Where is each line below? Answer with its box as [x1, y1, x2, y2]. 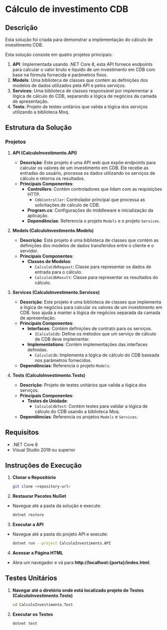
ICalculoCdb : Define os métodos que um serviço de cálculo [34, 330, 157, 336]
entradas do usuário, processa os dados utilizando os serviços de [19, 170, 156, 176]
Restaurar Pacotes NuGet [12, 493, 66, 499]
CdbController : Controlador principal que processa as [34, 196, 146, 203]
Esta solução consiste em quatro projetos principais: [5, 51, 113, 57]
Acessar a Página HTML [12, 550, 63, 556]
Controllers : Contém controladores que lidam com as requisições [27, 186, 163, 192]
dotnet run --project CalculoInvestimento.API [12, 541, 111, 546]
